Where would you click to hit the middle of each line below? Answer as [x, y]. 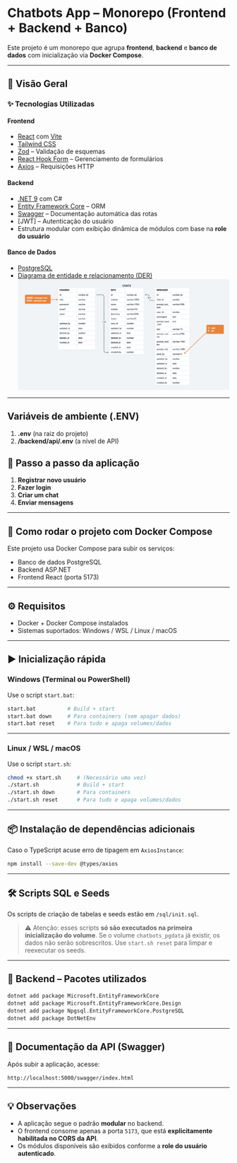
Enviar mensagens [45, 502]
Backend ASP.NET [44, 569]
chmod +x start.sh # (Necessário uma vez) [77, 778]
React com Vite [39, 136]
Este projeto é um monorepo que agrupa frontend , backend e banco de [112, 47]
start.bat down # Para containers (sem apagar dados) [94, 716]
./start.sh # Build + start [66, 785]
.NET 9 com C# [40, 199]
